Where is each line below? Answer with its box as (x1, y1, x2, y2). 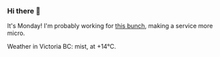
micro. (7, 29, 25, 37)
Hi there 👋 (7, 6, 41, 16)
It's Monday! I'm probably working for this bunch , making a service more (7, 22, 213, 30)
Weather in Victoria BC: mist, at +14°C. (7, 43, 117, 51)
